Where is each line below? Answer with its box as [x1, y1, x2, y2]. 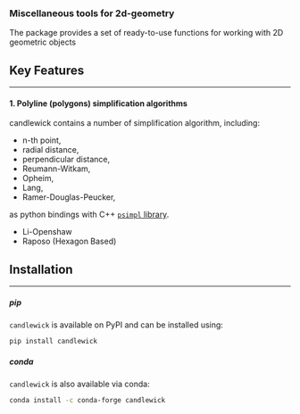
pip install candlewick [9, 337, 98, 346]
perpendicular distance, [21, 154, 111, 165]
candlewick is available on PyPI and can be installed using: [9, 319, 223, 330]
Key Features [9, 62, 85, 78]
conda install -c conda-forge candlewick [9, 395, 166, 404]
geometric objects [9, 37, 77, 47]
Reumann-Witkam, [21, 163, 91, 174]
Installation [9, 261, 73, 277]
